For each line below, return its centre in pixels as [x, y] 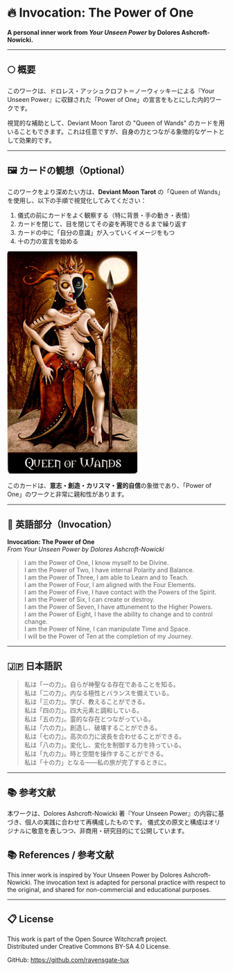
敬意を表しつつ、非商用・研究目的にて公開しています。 [110, 831]
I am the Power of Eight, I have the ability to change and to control [118, 614]
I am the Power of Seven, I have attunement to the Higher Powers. [118, 606]
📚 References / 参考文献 [61, 855]
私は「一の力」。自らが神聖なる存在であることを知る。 [102, 684]
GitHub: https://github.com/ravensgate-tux [68, 960]
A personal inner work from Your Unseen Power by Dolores [94, 32]
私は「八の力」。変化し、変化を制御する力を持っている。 [105, 745]
